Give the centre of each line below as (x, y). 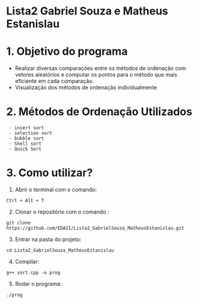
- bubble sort (26, 139)
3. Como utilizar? (50, 173)
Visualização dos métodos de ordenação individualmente (86, 87)
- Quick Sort (25, 149)
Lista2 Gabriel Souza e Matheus (87, 11)
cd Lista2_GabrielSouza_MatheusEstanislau (60, 250)
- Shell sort (25, 144)
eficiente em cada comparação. (54, 81)
